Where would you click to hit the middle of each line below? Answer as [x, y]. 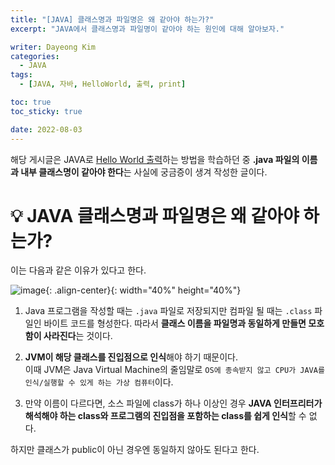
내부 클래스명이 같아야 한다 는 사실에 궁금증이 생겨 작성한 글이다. [144, 172]
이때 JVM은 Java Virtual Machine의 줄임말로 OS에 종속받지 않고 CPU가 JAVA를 [174, 370]
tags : [21, 75]
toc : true [31, 102]
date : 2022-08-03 [46, 129]
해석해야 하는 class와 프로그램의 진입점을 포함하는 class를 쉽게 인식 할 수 [165, 416]
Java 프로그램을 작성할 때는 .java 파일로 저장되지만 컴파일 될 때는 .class [168, 311]
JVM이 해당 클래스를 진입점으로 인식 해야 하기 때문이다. [131, 357]
